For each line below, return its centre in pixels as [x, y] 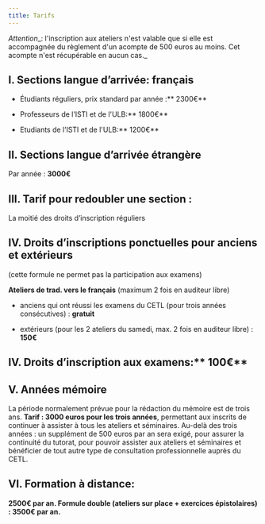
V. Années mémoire [58, 389]
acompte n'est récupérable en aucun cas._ [78, 55]
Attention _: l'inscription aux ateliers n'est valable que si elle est [111, 38]
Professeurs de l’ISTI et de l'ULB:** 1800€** [94, 114]
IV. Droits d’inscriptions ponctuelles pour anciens [133, 243]
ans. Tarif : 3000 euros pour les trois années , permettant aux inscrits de [128, 417]
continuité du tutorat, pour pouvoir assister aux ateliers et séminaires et [125, 442]
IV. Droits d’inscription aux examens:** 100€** [128, 362]
